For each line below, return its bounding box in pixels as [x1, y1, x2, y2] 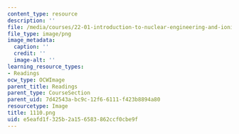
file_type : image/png [7, 30, 72, 38]
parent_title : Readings [7, 83, 78, 90]
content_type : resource [7, 10, 78, 18]
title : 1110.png [7, 109, 55, 116]
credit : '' [14, 50, 46, 57]
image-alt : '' [14, 57, 55, 64]
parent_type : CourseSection [7, 89, 91, 96]
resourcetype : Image [7, 103, 69, 110]
